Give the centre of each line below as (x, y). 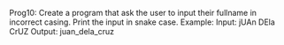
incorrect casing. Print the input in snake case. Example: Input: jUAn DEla (142, 22)
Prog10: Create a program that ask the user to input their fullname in (133, 13)
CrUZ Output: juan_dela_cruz (62, 31)
